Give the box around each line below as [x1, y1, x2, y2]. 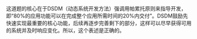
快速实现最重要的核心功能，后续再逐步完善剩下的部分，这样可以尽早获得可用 [6, 20, 192, 26]
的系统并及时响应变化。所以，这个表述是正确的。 [6, 27, 125, 34]
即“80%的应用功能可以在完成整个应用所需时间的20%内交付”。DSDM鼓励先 [6, 12, 188, 19]
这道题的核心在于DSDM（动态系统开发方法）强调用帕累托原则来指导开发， [6, 5, 186, 12]
